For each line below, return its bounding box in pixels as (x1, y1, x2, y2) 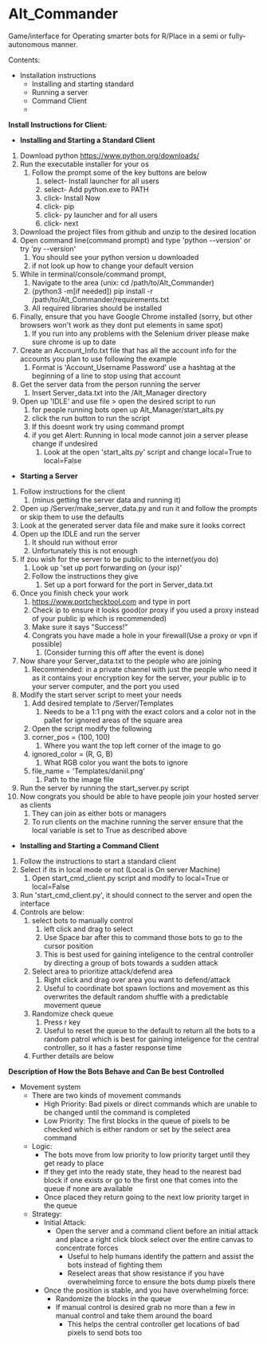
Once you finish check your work (19, 588, 129, 598)
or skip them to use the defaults (19, 512, 125, 521)
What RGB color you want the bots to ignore (43, 757, 189, 767)
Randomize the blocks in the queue (55, 1293, 171, 1304)
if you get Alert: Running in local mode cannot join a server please (31, 430, 249, 439)
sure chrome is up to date (31, 336, 116, 347)
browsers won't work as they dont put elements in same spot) (19, 320, 223, 329)
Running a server (31, 87, 88, 96)
